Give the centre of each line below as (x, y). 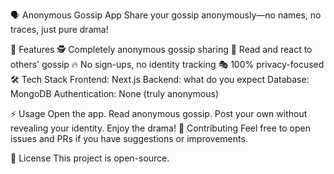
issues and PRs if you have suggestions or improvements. (129, 138)
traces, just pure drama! (59, 29)
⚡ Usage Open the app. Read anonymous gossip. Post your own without (159, 113)
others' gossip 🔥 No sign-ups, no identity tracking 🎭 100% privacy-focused (167, 64)
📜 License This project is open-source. (90, 158)
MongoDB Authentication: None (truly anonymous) (115, 93)
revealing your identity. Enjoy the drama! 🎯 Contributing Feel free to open (160, 128)
